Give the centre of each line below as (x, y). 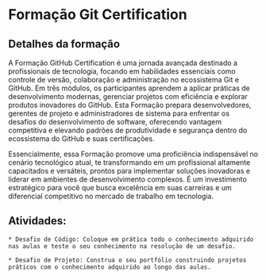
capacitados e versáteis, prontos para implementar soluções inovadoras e (129, 171)
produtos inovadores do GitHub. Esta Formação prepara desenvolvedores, (130, 105)
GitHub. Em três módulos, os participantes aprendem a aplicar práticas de (129, 88)
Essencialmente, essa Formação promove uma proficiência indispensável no (133, 154)
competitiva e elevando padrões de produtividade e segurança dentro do (128, 130)
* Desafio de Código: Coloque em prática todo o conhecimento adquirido (131, 239)
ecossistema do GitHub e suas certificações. (81, 139)
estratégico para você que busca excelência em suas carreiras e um (120, 187)
